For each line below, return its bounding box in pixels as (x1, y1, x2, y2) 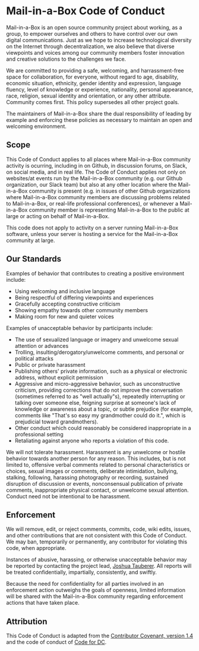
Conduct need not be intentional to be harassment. (6, 492, 131, 500)
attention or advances (14, 342, 69, 349)
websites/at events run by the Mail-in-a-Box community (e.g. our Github (6, 174, 183, 182)
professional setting (14, 430, 64, 438)
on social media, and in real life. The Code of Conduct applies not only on (6, 168, 186, 175)
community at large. (6, 237, 55, 244)
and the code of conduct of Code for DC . (6, 639, 107, 646)
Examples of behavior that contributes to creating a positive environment (6, 269, 185, 277)
